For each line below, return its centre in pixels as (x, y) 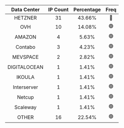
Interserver (25, 87)
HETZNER (25, 18)
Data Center (25, 9)
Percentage (87, 9)
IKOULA (26, 77)
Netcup (25, 97)
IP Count (58, 9)
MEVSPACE (25, 57)
